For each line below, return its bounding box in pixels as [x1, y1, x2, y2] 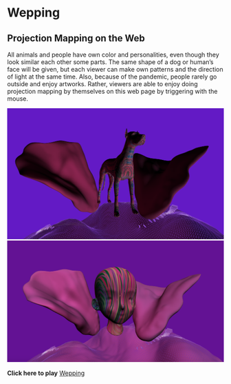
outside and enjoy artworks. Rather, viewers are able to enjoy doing [7, 80, 198, 88]
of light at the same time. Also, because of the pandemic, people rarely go [7, 72, 217, 81]
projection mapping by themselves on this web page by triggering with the [7, 88, 218, 95]
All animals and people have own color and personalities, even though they [7, 50, 220, 59]
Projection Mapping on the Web [7, 32, 146, 44]
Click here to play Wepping [7, 369, 85, 377]
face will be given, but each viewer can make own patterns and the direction [7, 65, 223, 73]
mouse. [7, 94, 29, 103]
